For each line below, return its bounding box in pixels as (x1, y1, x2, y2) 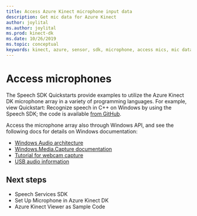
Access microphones (6, 72, 112, 85)
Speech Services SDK (14, 190, 68, 197)
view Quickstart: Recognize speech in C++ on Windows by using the (6, 104, 172, 111)
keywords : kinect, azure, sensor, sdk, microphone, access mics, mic (6, 47, 180, 53)
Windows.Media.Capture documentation (14, 145, 113, 153)
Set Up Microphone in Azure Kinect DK (14, 197, 109, 204)
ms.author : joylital (6, 25, 57, 31)
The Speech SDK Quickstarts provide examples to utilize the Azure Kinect (6, 92, 185, 99)
